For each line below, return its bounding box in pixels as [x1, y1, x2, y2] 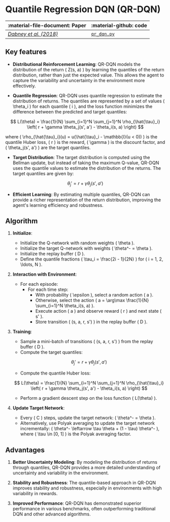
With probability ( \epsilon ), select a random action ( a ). [35, 292, 154, 298]
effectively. [12, 83, 36, 89]
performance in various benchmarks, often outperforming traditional [12, 505, 156, 511]
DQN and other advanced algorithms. [12, 511, 91, 517]
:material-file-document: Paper [8, 22, 86, 29]
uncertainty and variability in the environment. [12, 470, 109, 476]
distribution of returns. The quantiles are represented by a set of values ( [12, 98, 165, 104]
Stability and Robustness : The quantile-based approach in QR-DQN [12, 479, 156, 486]
